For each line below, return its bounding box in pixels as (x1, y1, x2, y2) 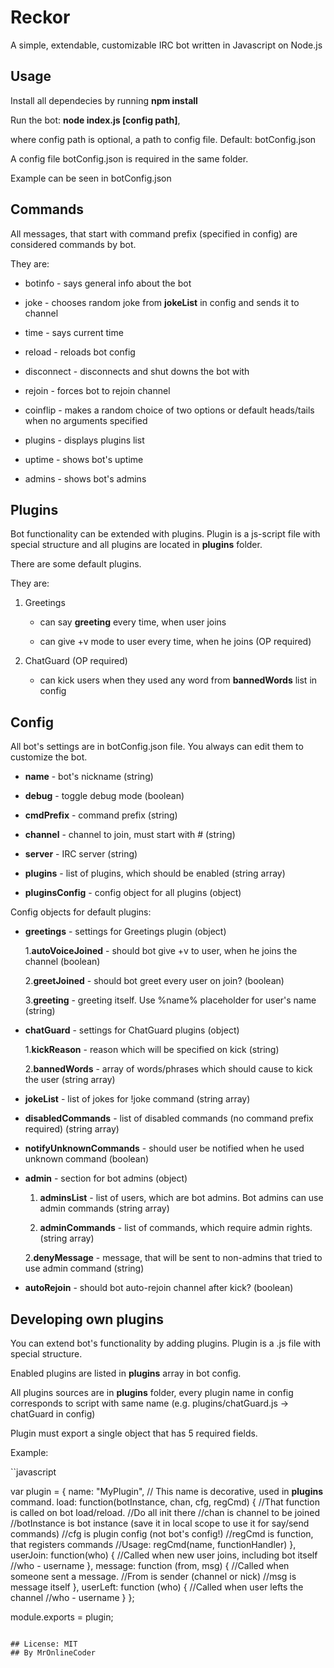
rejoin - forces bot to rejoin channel (24, 384, 171, 396)
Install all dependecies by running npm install (10, 94, 198, 106)
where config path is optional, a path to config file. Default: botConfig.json (10, 133, 317, 145)
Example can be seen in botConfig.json (10, 172, 172, 184)
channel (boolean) (24, 956, 101, 968)
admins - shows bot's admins (24, 472, 147, 485)
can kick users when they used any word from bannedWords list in (39, 674, 318, 686)
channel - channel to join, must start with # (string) (24, 829, 236, 841)
